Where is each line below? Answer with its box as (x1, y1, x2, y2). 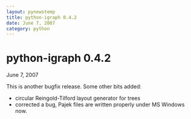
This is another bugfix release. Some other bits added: (6, 83, 142, 90)
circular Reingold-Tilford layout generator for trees (15, 94, 141, 102)
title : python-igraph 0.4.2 (6, 14, 77, 20)
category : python (6, 25, 50, 32)
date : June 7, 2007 (6, 20, 56, 26)
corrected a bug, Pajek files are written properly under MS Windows (15, 101, 185, 108)
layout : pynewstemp (6, 8, 56, 15)
